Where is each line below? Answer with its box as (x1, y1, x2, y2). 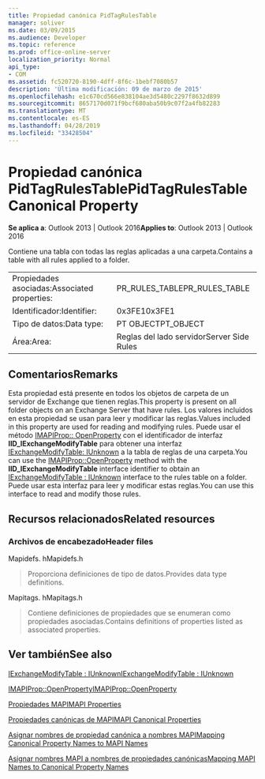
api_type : (8, 63, 41, 71)
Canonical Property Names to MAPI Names (8, 738, 148, 747)
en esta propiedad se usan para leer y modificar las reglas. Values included (8, 414, 251, 423)
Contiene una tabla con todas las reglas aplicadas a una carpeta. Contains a (8, 246, 253, 256)
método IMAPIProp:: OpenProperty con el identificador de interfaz (8, 431, 223, 440)
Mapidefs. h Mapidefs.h (8, 554, 84, 563)
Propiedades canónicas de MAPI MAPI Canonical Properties (8, 714, 202, 724)
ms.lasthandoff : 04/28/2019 (8, 122, 101, 130)
